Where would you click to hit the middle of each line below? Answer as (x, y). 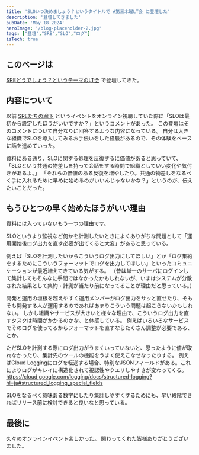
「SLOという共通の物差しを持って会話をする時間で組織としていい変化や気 (97, 165)
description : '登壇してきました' (44, 17)
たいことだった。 (27, 188)
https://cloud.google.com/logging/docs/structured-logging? (79, 377)
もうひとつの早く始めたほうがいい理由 (76, 208)
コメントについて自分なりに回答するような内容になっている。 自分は (95, 130)
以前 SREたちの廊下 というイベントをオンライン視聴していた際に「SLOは (95, 116)
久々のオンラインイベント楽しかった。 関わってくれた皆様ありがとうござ (95, 438)
